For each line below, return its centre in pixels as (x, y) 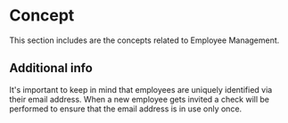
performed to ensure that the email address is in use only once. (126, 109)
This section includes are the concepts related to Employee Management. (144, 40)
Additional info (51, 68)
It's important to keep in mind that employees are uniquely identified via (141, 89)
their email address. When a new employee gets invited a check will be (140, 99)
